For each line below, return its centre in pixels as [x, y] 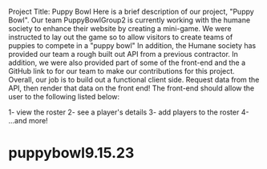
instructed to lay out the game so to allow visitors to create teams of [121, 37]
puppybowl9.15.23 [71, 153]
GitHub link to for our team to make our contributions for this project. [121, 71]
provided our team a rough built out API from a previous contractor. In [123, 54]
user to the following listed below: [64, 97]
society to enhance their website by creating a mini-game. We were [120, 28]
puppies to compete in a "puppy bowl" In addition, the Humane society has [132, 46]
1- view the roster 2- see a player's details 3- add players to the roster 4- [129, 112]
